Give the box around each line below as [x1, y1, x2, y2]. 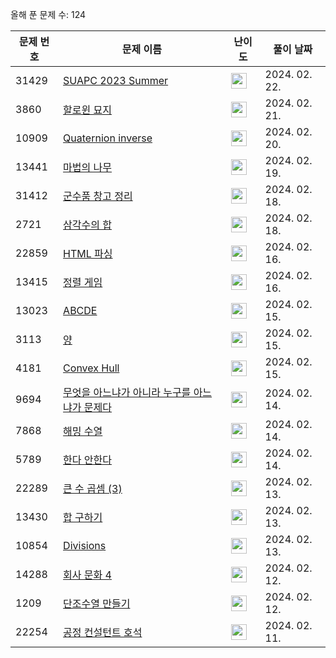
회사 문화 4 [63, 568, 112, 582]
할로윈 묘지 [63, 103, 112, 117]
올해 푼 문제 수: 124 [10, 9, 87, 20]
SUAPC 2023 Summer [63, 74, 169, 87]
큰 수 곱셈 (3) [63, 482, 123, 495]
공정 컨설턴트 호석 [63, 626, 143, 639]
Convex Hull [63, 361, 120, 375]
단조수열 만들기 [63, 597, 131, 610]
